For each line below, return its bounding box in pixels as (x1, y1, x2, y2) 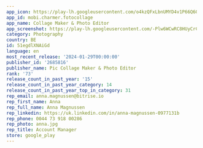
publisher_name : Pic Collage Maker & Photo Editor (6, 65, 137, 71)
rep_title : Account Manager (6, 127, 77, 133)
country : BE (6, 37, 36, 43)
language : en (6, 48, 39, 54)
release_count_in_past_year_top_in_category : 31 (6, 88, 131, 94)
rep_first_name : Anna (6, 98, 61, 105)
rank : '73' (6, 71, 34, 77)
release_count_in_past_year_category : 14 (6, 82, 112, 88)
